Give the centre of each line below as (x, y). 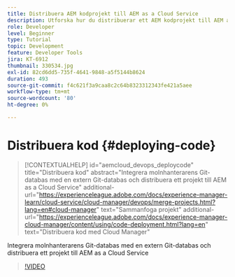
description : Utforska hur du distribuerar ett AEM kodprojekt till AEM (115, 20)
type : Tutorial (29, 40)
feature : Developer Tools (45, 53)
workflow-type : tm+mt (39, 92)
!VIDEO (35, 266)
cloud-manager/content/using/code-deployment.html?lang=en (115, 224)
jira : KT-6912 (28, 59)
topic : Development (36, 46)
